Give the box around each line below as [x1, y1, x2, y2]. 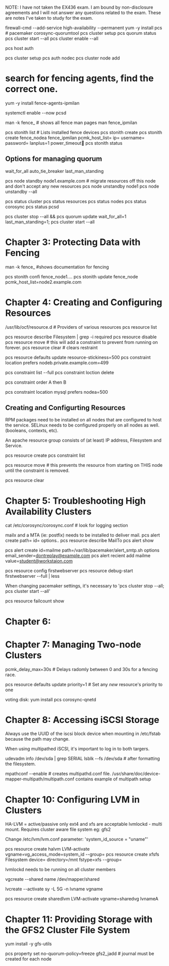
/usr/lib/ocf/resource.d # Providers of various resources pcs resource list [5, 324, 157, 330]
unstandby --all [5, 189, 37, 195]
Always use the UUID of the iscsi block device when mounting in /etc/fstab [5, 731, 161, 737]
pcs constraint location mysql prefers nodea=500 [5, 389, 108, 395]
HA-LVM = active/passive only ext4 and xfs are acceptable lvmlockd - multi [5, 821, 162, 827]
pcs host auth [5, 45, 34, 51]
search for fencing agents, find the [5, 73, 154, 84]
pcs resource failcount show [5, 598, 65, 604]
